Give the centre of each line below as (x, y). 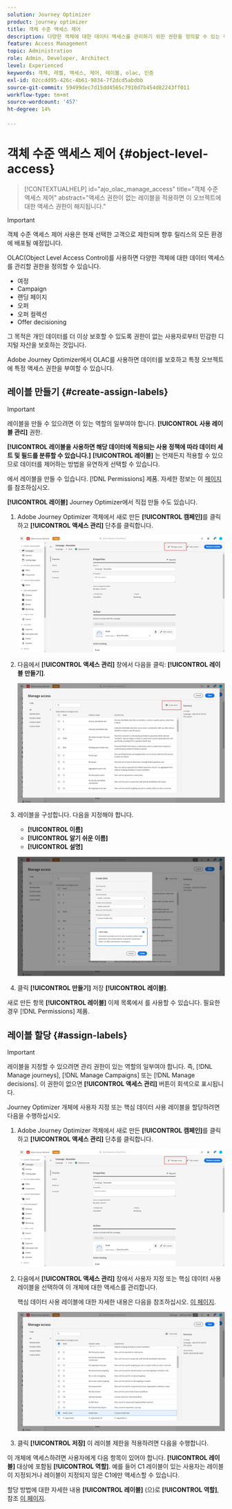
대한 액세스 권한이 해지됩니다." (65, 206)
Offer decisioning (42, 322)
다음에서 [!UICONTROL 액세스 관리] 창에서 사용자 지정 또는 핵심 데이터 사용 (119, 1278)
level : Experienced (35, 66)
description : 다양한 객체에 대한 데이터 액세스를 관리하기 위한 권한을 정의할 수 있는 (114, 37)
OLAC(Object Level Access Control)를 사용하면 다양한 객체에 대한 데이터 (107, 257)
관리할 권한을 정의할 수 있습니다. (58, 266)
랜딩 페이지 (32, 296)
